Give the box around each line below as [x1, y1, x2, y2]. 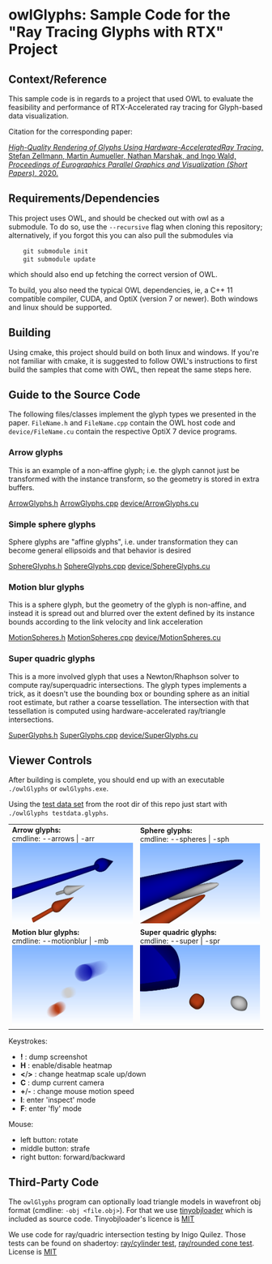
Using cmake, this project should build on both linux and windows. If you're [8, 347, 259, 357]
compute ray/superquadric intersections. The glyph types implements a [8, 680, 247, 690]
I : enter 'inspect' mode [19, 1095, 96, 1104]
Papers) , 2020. [8, 169, 59, 177]
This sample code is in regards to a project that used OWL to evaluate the [8, 94, 253, 103]
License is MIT [8, 1247, 57, 1257]
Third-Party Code [8, 1175, 100, 1189]
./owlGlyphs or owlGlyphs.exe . [8, 784, 109, 793]
